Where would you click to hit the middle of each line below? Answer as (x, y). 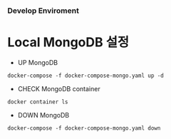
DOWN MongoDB (43, 115)
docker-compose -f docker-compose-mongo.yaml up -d (85, 76)
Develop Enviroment (43, 11)
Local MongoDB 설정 (68, 42)
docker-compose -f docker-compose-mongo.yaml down (84, 128)
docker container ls (38, 102)
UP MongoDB (38, 62)
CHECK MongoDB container (59, 88)
